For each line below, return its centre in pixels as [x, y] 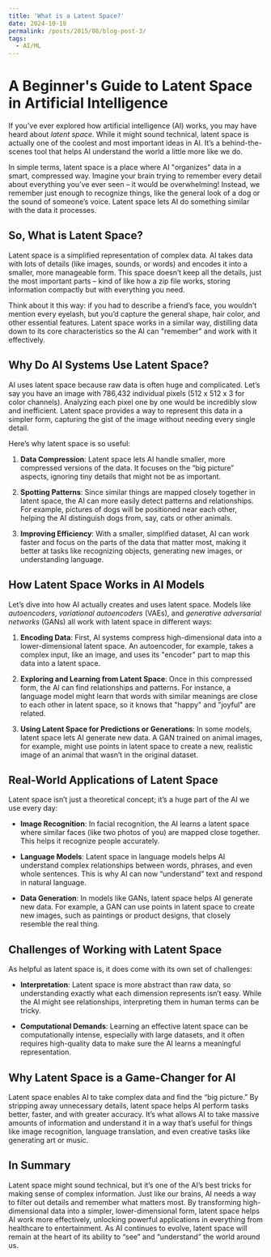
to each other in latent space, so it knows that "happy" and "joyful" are [138, 705]
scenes [21, 151]
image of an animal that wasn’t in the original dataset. [109, 755]
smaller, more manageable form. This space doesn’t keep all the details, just [135, 272]
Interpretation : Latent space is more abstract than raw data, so [125, 985]
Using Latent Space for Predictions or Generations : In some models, [136, 729]
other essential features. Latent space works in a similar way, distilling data [133, 322]
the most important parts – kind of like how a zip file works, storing [119, 281]
